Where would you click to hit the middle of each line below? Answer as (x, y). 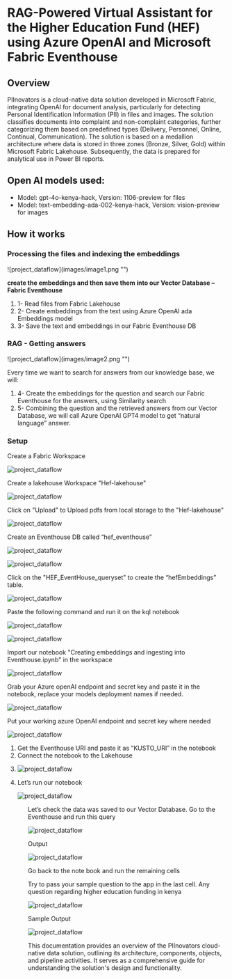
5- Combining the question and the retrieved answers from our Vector (117, 408)
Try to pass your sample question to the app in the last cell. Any (119, 884)
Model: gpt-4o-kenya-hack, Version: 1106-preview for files (101, 197)
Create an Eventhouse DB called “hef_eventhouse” (80, 537)
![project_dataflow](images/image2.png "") (69, 359)
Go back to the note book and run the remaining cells (104, 871)
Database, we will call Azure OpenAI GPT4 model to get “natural (109, 415)
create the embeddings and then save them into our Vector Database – (111, 283)
